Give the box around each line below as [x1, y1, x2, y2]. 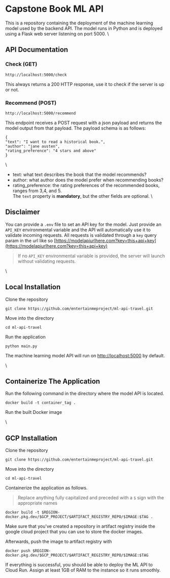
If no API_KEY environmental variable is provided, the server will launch [17, 253, 165, 259]
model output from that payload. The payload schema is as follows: [5, 125, 146, 131]
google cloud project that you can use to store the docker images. [5, 529, 143, 535]
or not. [5, 86, 19, 93]
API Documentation [5, 45, 69, 54]
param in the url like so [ [5, 237, 56, 244]
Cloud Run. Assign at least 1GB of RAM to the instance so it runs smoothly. [5, 567, 161, 573]
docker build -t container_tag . [5, 400, 76, 406]
